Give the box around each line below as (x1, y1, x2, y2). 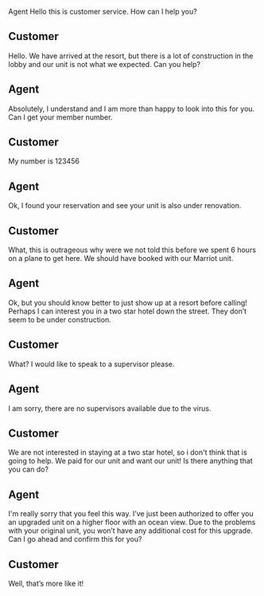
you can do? (8, 464, 49, 474)
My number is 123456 (8, 156, 80, 166)
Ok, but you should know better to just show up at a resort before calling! (8, 298, 248, 307)
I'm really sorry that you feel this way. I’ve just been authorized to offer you (8, 509, 254, 519)
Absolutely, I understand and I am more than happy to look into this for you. (8, 104, 255, 113)
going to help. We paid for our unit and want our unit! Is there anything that (8, 456, 253, 466)
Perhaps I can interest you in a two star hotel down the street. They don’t (8, 306, 247, 316)
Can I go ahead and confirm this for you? (8, 535, 142, 544)
